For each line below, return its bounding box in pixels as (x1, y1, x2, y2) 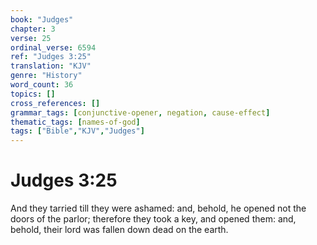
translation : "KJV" (10, 61, 92, 71)
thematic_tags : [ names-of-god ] (10, 117, 141, 127)
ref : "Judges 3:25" (10, 52, 92, 62)
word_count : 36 (10, 80, 74, 90)
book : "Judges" (10, 14, 74, 25)
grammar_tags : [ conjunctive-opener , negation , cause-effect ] (10, 107, 271, 118)
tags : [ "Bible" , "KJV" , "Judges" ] (10, 126, 145, 136)
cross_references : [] (10, 98, 101, 108)
